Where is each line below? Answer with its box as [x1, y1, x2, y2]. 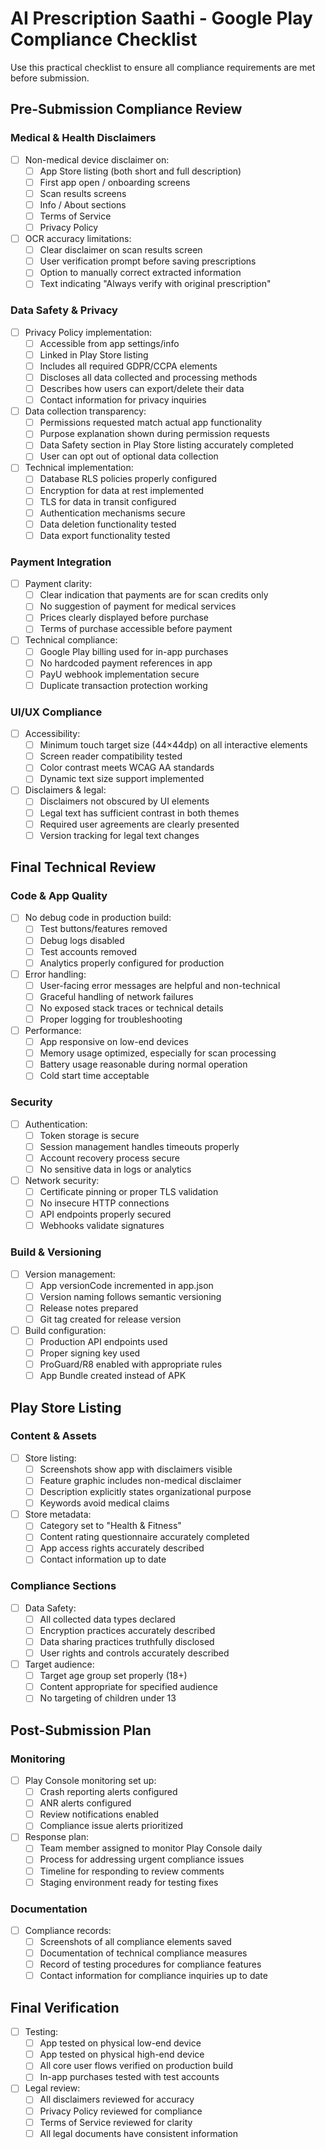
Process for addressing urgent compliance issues [39, 1853, 245, 1866]
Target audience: [24, 1658, 95, 1671]
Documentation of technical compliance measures [39, 1947, 248, 1959]
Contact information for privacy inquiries [39, 394, 207, 406]
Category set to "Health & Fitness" [39, 1520, 182, 1532]
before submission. [10, 72, 90, 84]
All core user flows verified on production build [39, 2060, 234, 2072]
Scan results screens [39, 187, 127, 199]
